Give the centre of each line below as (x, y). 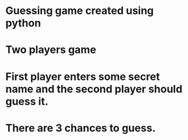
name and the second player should (94, 89)
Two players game (51, 50)
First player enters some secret (83, 76)
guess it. (27, 101)
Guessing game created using (80, 11)
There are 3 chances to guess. (81, 128)
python (23, 23)
